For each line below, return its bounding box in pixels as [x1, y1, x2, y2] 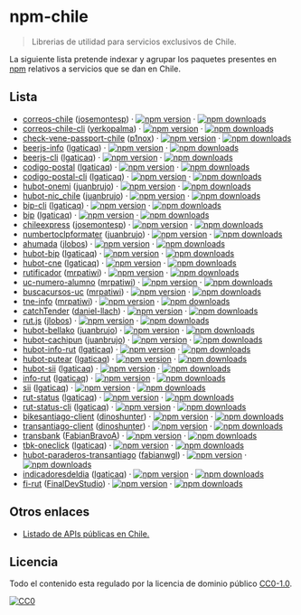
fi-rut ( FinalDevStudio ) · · [22, 478, 173, 489]
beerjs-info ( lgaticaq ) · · [22, 142, 169, 153]
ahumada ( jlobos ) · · [22, 238, 155, 249]
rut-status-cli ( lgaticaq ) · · [22, 401, 176, 412]
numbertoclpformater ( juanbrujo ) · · [22, 228, 212, 239]
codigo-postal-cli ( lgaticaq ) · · [22, 171, 192, 182]
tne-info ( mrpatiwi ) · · [22, 295, 160, 306]
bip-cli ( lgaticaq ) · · [22, 200, 151, 210]
